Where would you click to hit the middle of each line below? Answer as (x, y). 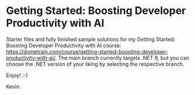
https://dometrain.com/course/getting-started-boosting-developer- (87, 51)
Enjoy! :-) (17, 75)
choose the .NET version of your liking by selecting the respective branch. (95, 64)
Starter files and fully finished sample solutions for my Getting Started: (90, 39)
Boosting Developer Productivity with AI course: (64, 45)
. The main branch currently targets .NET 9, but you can (122, 58)
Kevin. (14, 86)
